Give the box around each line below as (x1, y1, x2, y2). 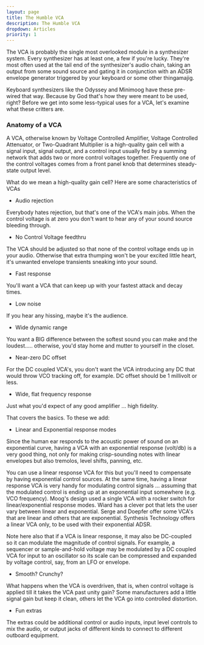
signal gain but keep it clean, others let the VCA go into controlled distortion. (6, 595, 198, 602)
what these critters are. (6, 105, 65, 113)
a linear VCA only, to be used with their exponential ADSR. (6, 521, 152, 528)
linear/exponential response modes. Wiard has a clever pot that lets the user (6, 501, 198, 509)
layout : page (6, 9, 40, 15)
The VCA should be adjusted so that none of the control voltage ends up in (6, 245, 194, 253)
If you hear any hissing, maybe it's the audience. (6, 312, 128, 319)
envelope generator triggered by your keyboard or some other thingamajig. (6, 74, 195, 82)
